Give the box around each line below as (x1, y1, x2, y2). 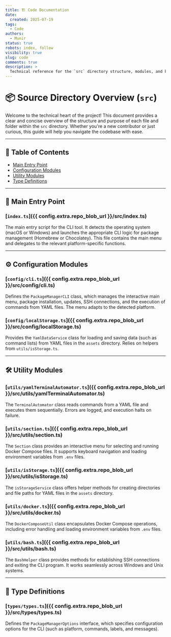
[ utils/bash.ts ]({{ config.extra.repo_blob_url (5, 539, 120, 546)
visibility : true (5, 50, 42, 55)
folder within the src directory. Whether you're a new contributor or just (5, 123, 155, 129)
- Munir (10, 36, 26, 41)
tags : (5, 21, 17, 27)
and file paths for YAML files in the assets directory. (5, 490, 114, 496)
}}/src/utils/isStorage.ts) (5, 473, 68, 480)
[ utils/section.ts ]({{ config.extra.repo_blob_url (5, 425, 128, 432)
